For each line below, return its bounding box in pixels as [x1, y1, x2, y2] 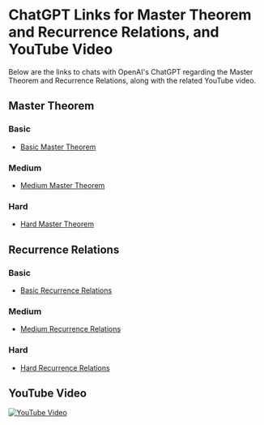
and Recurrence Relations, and [8, 23, 219, 41]
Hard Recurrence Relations [19, 363, 111, 372]
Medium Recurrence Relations [19, 324, 121, 334]
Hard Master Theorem [19, 219, 95, 229]
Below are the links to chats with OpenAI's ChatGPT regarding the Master [8, 67, 253, 76]
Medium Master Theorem [19, 180, 105, 190]
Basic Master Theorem [19, 142, 96, 152]
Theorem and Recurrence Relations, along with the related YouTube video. [8, 75, 257, 85]
